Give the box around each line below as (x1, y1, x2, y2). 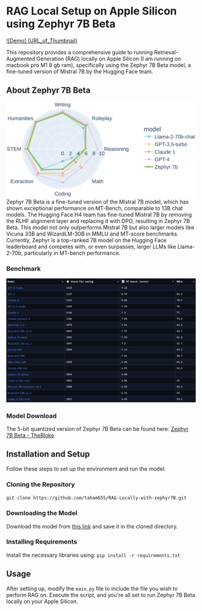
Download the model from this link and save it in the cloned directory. (6, 522, 179, 530)
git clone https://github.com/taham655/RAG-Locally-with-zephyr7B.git (6, 495, 187, 501)
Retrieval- (154, 48, 179, 55)
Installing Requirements (6, 537, 78, 546)
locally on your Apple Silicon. (6, 598, 78, 605)
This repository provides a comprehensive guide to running (6, 48, 153, 55)
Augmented (6, 55, 35, 62)
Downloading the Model (6, 509, 78, 518)
